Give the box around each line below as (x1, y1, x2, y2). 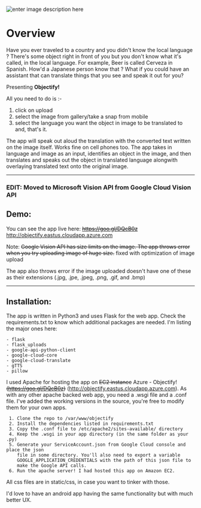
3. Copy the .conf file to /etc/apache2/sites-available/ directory (8, 426, 184, 432)
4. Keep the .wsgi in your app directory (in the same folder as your (8, 431, 188, 437)
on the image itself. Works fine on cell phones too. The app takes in (6, 144, 172, 151)
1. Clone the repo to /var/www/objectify (8, 416, 114, 422)
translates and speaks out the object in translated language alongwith (6, 156, 178, 163)
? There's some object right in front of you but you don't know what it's (6, 53, 181, 60)
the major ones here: (6, 325, 57, 332)
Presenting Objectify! (6, 83, 60, 90)
